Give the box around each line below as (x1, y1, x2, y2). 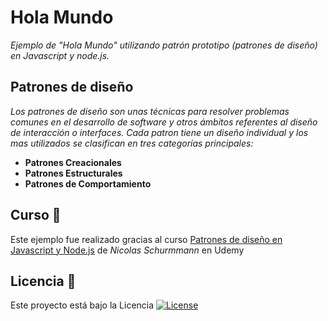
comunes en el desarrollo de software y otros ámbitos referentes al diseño (10, 116, 318, 128)
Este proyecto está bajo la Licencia (10, 299, 155, 311)
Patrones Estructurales (24, 167, 123, 179)
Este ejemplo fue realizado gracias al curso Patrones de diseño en (10, 233, 283, 245)
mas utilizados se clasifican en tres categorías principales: (10, 137, 254, 149)
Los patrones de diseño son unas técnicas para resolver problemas (10, 105, 290, 117)
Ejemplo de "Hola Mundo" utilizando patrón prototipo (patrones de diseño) (10, 39, 318, 51)
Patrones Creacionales (24, 156, 122, 168)
